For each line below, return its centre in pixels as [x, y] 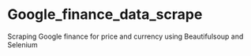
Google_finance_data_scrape [105, 15]
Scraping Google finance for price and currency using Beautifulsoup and [126, 36]
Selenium [22, 44]
